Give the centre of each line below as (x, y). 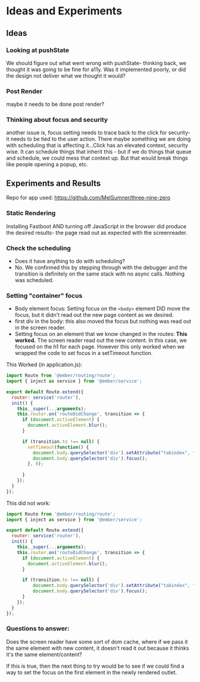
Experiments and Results (54, 183)
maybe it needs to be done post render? (55, 104)
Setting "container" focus (44, 295)
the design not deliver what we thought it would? (66, 75)
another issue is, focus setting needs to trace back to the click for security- (98, 133)
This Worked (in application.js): (44, 365)
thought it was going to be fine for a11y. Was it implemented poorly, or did (96, 69)
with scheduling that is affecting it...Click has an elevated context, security (97, 145)
